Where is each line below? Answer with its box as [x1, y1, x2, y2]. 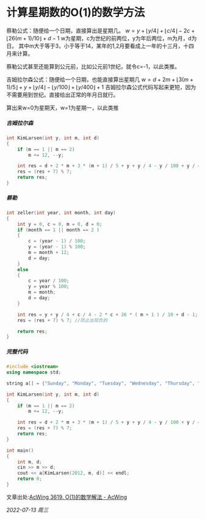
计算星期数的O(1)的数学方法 [6, 5, 145, 20]
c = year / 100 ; [28, 278, 70, 284]
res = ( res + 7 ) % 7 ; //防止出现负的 [17, 317, 108, 324]
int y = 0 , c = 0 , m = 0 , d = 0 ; [17, 221, 103, 227]
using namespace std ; [6, 369, 62, 376]
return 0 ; [17, 476, 43, 482]
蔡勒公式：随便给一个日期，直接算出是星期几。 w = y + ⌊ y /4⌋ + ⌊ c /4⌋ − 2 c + [6, 27, 195, 34]
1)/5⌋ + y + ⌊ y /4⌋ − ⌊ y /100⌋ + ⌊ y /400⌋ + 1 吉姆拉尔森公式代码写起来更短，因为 [6, 83, 196, 90]
